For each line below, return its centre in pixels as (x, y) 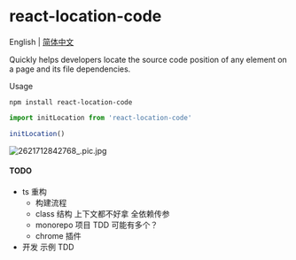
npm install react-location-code (71, 102)
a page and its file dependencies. (70, 69)
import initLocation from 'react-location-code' (101, 118)
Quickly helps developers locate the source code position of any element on (148, 59)
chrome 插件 (58, 235)
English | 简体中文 (42, 42)
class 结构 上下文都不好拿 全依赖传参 (102, 213)
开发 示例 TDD (48, 247)
